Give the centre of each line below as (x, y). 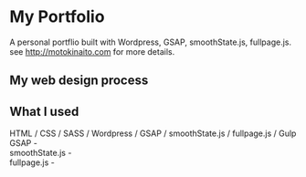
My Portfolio (57, 17)
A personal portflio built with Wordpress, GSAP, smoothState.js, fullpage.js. (151, 42)
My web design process (79, 81)
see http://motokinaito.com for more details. (92, 51)
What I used (44, 111)
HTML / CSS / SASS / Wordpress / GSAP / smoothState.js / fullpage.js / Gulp (153, 133)
